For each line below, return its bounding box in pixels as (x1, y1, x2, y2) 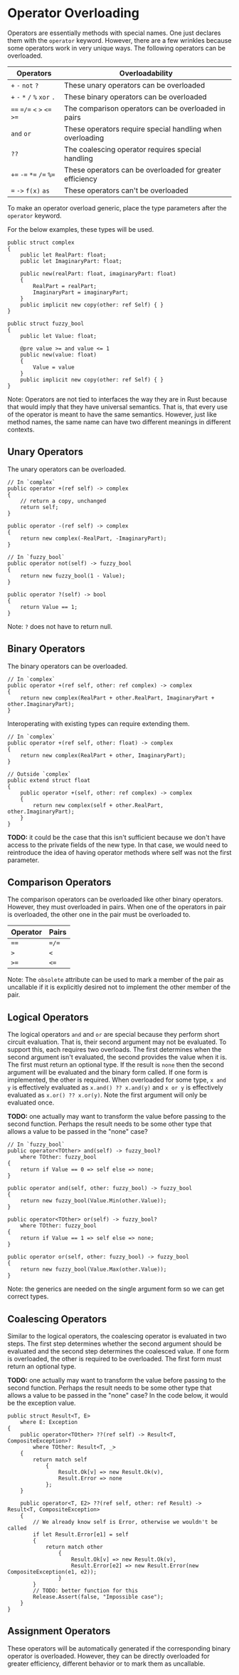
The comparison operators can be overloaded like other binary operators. (7, 895, 223, 903)
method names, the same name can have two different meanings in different (7, 417, 231, 426)
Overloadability (119, 68, 173, 78)
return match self (33, 1456, 87, 1463)
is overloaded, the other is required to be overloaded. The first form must (7, 1355, 222, 1363)
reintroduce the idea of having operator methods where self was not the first (7, 848, 232, 856)
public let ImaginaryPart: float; (20, 257, 122, 265)
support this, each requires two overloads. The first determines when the (7, 1045, 222, 1054)
